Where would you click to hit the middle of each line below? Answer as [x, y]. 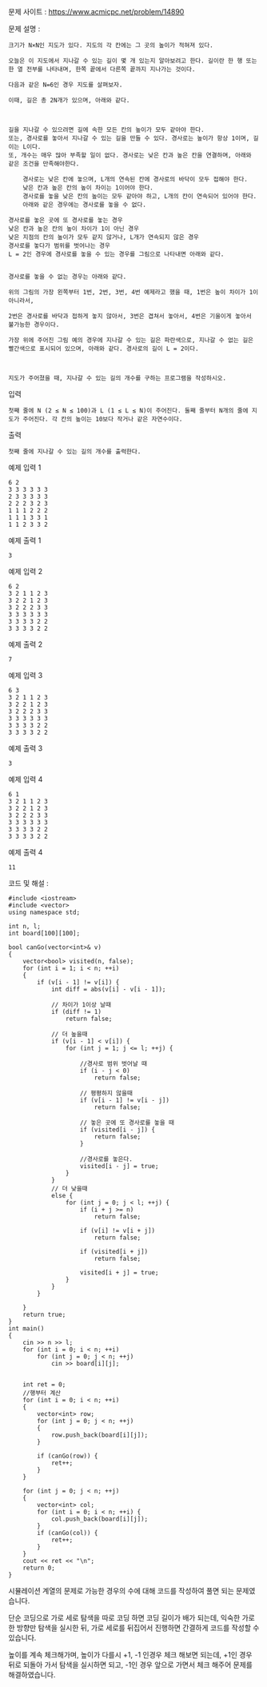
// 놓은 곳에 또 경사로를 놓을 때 [127, 1123]
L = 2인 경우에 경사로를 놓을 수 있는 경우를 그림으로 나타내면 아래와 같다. [116, 254]
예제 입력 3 [26, 675]
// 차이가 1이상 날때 [81, 1005]
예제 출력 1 [25, 540]
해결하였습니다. [32, 1675]
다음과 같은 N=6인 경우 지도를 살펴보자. [66, 85]
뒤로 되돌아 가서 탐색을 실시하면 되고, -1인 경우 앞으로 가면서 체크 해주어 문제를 [131, 1665]
